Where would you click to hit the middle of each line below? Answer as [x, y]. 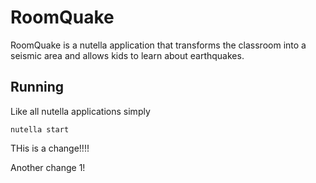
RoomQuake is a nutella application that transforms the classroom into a [158, 45]
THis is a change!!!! [50, 148]
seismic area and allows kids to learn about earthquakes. [127, 55]
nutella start [40, 129]
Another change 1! [48, 167]
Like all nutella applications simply [80, 111]
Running [37, 87]
